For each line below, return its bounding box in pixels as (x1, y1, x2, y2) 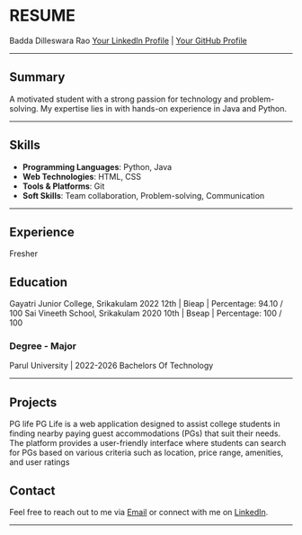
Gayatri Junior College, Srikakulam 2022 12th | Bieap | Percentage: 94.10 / (9, 299, 283, 309)
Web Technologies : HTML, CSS (22, 171, 142, 182)
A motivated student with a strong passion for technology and (9, 94, 238, 104)
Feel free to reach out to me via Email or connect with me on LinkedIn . (9, 507, 269, 518)
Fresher (9, 248, 39, 259)
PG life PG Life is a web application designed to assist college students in (9, 419, 280, 430)
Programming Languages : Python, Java (22, 161, 173, 172)
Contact (9, 483, 56, 498)
